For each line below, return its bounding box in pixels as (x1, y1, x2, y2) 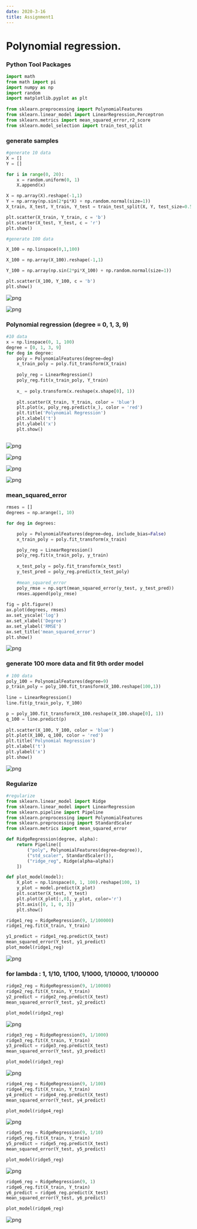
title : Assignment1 (6, 14, 54, 20)
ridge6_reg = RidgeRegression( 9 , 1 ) (6, 1179, 96, 1184)
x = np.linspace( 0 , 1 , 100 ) (6, 339, 75, 345)
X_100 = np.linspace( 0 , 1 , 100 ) (6, 247, 80, 252)
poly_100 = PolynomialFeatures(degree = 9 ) (6, 678, 109, 684)
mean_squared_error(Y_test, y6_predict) (6, 1195, 107, 1201)
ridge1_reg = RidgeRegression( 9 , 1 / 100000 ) (6, 917, 114, 923)
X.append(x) (16, 183, 46, 188)
